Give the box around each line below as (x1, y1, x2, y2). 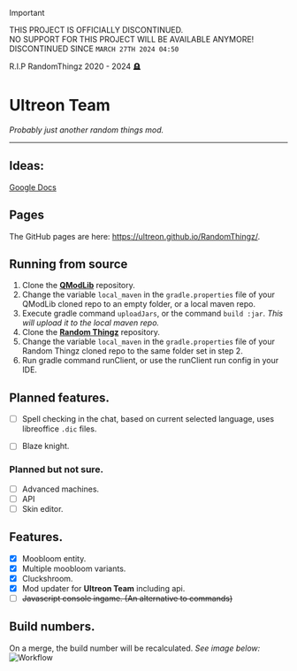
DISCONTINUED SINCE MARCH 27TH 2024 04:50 (9, 43, 179, 54)
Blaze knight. (21, 441, 70, 452)
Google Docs (9, 181, 57, 193)
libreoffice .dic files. (21, 423, 97, 434)
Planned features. (9, 390, 110, 405)
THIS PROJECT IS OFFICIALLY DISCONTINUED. (9, 25, 184, 34)
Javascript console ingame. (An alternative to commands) (21, 592, 233, 604)
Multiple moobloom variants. (21, 563, 126, 574)
